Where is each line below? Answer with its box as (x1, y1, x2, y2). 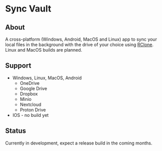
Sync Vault (5, 3, 51, 15)
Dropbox (19, 91, 38, 97)
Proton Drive (19, 106, 46, 113)
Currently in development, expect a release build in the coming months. (5, 140, 152, 146)
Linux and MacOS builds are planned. (5, 47, 82, 53)
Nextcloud (19, 101, 41, 107)
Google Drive (19, 85, 47, 91)
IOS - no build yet (12, 112, 49, 118)
